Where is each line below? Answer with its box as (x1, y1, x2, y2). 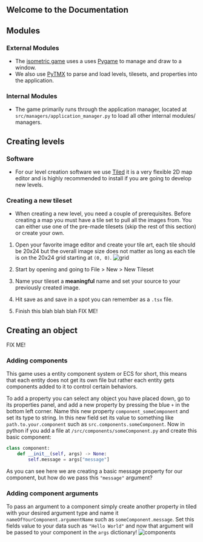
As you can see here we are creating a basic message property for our (6, 467, 183, 475)
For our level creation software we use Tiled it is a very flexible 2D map (15, 168, 193, 175)
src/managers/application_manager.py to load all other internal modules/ (15, 112, 196, 120)
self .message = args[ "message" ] (28, 456, 110, 463)
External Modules (6, 44, 59, 52)
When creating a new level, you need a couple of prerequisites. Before (15, 210, 191, 217)
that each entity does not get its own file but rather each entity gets (6, 376, 175, 384)
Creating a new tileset (6, 196, 72, 205)
